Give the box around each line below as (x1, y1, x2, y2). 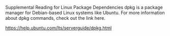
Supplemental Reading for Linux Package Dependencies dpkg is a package (5, 5, 163, 10)
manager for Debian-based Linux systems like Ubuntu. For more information (5, 10, 165, 16)
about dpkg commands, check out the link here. (5, 15, 106, 21)
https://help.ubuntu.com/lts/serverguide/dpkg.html (5, 25, 112, 31)
